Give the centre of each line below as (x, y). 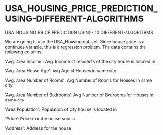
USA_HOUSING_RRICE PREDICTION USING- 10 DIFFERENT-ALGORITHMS (79, 32)
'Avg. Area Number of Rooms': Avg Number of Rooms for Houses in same (79, 80)
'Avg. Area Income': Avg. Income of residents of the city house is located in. (81, 61)
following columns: (24, 52)
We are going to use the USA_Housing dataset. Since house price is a (75, 41)
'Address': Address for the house (38, 128)
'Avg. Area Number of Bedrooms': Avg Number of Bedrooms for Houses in (79, 95)
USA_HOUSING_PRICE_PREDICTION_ (81, 8)
